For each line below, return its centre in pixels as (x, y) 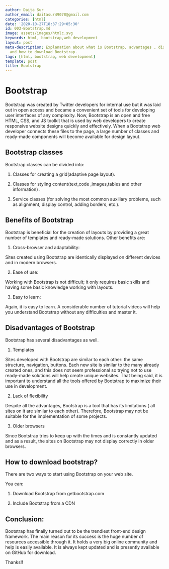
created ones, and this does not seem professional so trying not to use (78, 370)
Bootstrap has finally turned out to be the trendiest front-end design (75, 531)
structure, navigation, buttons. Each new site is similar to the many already (82, 365)
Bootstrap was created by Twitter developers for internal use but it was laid (83, 105)
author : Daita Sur (24, 10)
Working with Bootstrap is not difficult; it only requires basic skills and (77, 282)
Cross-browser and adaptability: (46, 247)
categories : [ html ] (26, 19)
